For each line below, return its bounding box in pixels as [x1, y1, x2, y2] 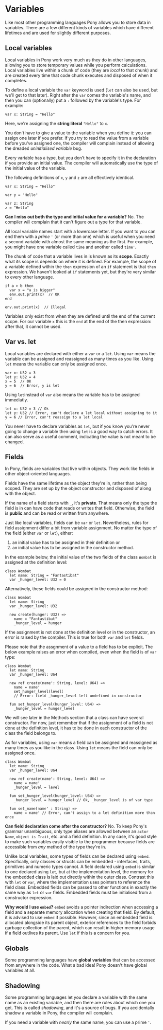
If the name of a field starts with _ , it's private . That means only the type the [5, 500, 157, 506]
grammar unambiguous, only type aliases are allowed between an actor [5, 829, 149, 834]
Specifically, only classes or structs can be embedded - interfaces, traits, [5, 859, 151, 865]
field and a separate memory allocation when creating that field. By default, [5, 909, 156, 915]
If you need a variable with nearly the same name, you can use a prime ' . [5, 1019, 151, 1025]
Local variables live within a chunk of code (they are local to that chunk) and [5, 67, 158, 73]
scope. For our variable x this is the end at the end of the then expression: [5, 318, 151, 324]
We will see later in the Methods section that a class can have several [5, 715, 144, 721]
